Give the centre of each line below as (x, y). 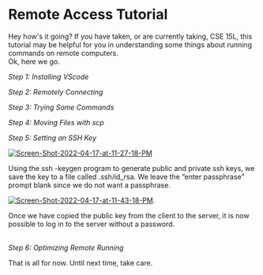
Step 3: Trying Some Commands (61, 107)
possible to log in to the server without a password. (92, 224)
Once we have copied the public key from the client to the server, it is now (129, 215)
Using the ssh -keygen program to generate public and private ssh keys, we (131, 168)
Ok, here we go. (34, 61)
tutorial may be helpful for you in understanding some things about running (130, 44)
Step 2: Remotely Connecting (56, 91)
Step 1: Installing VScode (49, 76)
